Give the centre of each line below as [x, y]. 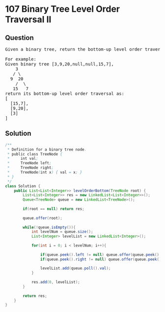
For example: [21, 59]
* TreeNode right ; [30, 168]
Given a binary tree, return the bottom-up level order [74, 49]
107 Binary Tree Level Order [63, 9]
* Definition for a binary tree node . [47, 149]
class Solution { [23, 186]
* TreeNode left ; [29, 163]
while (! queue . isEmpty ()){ [49, 227]
